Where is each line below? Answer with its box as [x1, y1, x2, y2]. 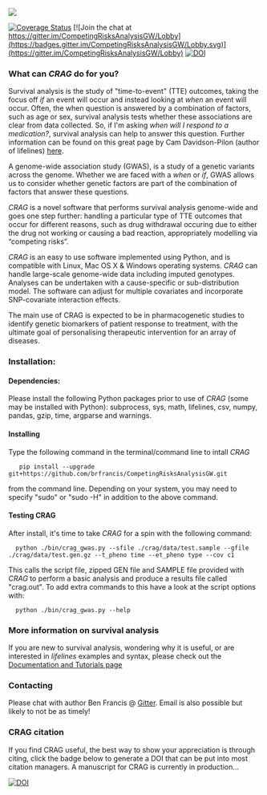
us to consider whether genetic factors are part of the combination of [8, 179, 238, 189]
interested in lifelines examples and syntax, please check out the [8, 651, 222, 661]
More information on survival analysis [8, 624, 160, 635]
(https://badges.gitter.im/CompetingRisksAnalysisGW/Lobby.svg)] [8, 40, 227, 49]
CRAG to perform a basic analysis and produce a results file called [8, 574, 228, 583]
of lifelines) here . [8, 146, 64, 156]
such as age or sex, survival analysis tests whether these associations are [8, 112, 253, 122]
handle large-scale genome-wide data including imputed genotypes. [8, 270, 235, 279]
